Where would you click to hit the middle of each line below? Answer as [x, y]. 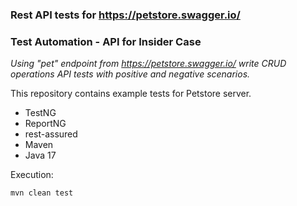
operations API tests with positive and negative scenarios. [130, 74]
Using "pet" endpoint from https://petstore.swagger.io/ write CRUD [148, 64]
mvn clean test [42, 193]
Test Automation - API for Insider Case [106, 41]
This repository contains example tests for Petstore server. [131, 94]
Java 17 [40, 155]
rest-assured [51, 134]
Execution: [32, 175]
